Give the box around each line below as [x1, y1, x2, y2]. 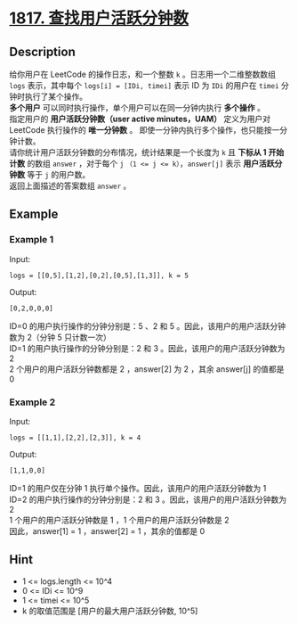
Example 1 [9, 234, 54, 246]
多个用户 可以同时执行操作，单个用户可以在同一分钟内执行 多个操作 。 [9, 103, 265, 112]
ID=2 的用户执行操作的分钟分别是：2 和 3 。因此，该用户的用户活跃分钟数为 [9, 494, 287, 505]
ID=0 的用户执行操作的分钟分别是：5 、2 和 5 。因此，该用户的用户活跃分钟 [9, 320, 286, 331]
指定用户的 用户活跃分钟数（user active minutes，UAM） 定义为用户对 [9, 113, 271, 124]
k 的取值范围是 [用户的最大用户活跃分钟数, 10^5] [21, 605, 198, 616]
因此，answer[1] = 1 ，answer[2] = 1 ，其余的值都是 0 [9, 525, 205, 536]
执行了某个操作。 [24, 91, 87, 102]
